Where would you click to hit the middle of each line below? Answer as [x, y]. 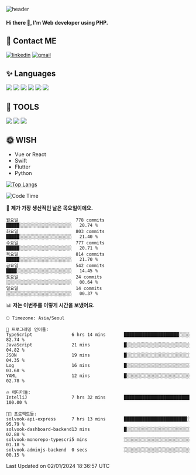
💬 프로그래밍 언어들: [27, 329]
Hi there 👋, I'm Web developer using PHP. [57, 22]
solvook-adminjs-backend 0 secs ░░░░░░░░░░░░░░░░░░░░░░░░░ [98, 450]
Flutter [23, 167]
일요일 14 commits [54, 288]
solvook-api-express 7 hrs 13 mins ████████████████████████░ [98, 419]
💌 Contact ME [31, 41]
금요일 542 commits [56, 265]
